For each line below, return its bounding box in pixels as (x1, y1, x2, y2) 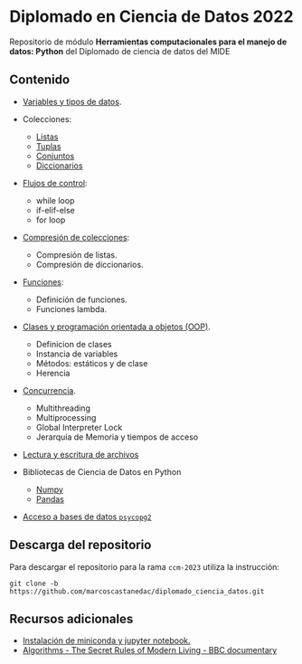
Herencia (35, 367, 71, 378)
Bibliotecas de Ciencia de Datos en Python (22, 466, 182, 477)
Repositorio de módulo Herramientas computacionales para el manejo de (9, 36, 288, 47)
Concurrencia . (22, 384, 77, 395)
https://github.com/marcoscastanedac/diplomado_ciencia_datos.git (9, 586, 265, 596)
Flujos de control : (22, 177, 88, 188)
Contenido (9, 72, 71, 88)
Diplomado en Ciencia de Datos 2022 (9, 6, 294, 27)
